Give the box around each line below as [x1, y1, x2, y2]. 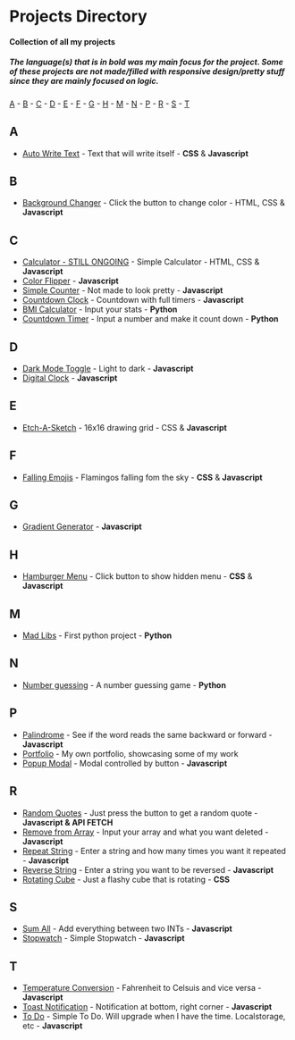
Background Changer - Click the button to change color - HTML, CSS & [21, 197, 286, 208]
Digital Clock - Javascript [21, 373, 118, 383]
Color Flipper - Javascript [21, 275, 119, 287]
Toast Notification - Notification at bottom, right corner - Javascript [21, 1002, 273, 1012]
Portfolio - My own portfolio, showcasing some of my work [21, 748, 239, 759]
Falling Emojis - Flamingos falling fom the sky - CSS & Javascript [21, 472, 263, 482]
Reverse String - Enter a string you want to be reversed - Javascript [21, 864, 274, 875]
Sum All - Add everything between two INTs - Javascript [21, 923, 232, 935]
